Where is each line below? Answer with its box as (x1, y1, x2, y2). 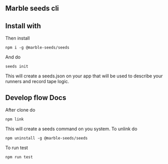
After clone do (5, 107, 36, 113)
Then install (5, 35, 30, 42)
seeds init (5, 64, 29, 69)
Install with (5, 22, 41, 30)
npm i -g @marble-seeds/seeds (5, 45, 70, 50)
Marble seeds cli (5, 4, 59, 13)
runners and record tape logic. (5, 78, 69, 85)
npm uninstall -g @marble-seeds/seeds (5, 136, 88, 141)
